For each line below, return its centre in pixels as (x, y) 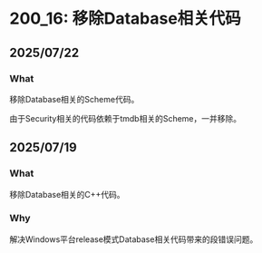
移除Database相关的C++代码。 (67, 194)
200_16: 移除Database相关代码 (126, 19)
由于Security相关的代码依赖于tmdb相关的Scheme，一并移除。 (126, 118)
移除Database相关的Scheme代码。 (74, 99)
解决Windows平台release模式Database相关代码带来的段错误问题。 (134, 239)
